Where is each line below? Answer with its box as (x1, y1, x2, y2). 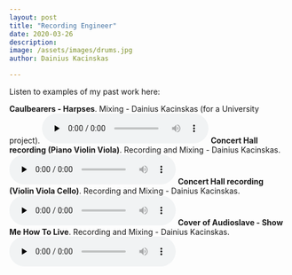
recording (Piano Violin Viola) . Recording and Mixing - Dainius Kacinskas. (9, 145, 281, 155)
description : (9, 37, 58, 47)
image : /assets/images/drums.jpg (9, 46, 133, 55)
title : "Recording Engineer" (9, 21, 117, 30)
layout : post (9, 12, 58, 22)
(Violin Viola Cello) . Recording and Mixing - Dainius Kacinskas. (9, 185, 241, 196)
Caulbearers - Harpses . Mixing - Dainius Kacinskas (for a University (9, 104, 260, 114)
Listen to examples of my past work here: (9, 86, 161, 97)
